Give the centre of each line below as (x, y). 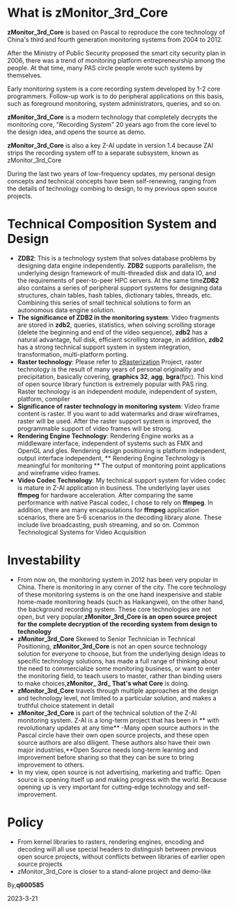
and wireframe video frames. (59, 472)
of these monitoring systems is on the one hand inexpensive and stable (119, 594)
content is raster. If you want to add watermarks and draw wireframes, (118, 413)
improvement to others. (51, 764)
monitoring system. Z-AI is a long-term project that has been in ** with (118, 720)
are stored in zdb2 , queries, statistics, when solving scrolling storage (116, 325)
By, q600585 (25, 885)
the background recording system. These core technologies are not (114, 609)
